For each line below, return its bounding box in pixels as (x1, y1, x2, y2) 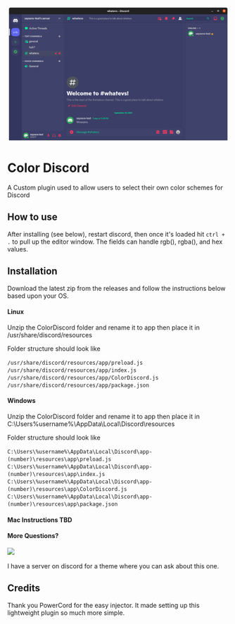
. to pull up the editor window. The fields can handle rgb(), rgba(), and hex (7, 237, 223, 246)
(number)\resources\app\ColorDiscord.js (7, 486, 128, 493)
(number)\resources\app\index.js (7, 471, 106, 478)
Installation (7, 266, 58, 277)
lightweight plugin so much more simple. (7, 609, 125, 617)
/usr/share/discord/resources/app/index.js (7, 366, 137, 374)
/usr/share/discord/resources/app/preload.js (7, 359, 143, 366)
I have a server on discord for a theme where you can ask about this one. (7, 561, 220, 570)
